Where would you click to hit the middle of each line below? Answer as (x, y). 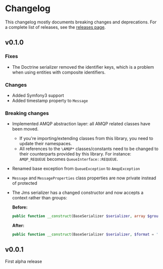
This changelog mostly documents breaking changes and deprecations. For (81, 22)
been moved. (25, 129)
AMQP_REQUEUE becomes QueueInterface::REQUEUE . (69, 159)
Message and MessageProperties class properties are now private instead (84, 178)
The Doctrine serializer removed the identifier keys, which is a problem (83, 67)
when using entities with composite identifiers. (59, 72)
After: (18, 226)
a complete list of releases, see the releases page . (55, 27)
